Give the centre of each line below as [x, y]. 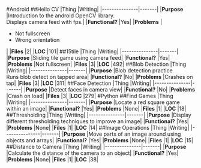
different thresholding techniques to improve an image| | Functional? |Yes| [97, 121]
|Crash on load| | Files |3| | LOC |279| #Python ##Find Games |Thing [90, 96]
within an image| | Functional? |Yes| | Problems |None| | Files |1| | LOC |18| [96, 109]
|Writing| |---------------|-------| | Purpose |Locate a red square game [93, 102]
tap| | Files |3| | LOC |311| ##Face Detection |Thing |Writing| [79, 83]
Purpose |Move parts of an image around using [122, 134]
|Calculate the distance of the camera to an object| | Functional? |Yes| [92, 153]
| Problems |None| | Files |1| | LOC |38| [52, 159]
